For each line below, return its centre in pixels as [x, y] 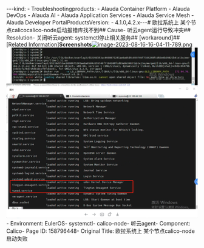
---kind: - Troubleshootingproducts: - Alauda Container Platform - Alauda [98, 9]
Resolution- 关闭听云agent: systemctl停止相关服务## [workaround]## [93, 38]
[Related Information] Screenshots [49, 44]
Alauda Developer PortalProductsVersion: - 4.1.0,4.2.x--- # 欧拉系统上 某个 [99, 22]
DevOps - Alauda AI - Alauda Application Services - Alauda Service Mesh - [100, 15]
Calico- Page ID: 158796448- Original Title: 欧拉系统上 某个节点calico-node [101, 231]
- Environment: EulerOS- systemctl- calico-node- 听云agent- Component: [98, 224]
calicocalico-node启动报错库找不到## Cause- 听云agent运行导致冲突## [101, 30]
